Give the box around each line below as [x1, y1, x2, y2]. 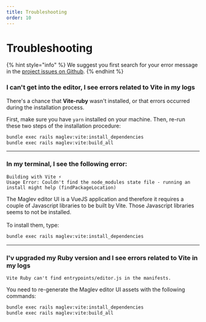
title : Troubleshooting [6, 9, 67, 15]
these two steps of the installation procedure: [6, 122, 121, 129]
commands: [6, 292, 37, 299]
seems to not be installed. [6, 208, 72, 215]
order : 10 [6, 15, 32, 21]
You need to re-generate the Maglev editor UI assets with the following [6, 286, 185, 293]
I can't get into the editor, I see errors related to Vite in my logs [6, 83, 195, 92]
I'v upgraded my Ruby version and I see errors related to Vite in [6, 253, 198, 262]
